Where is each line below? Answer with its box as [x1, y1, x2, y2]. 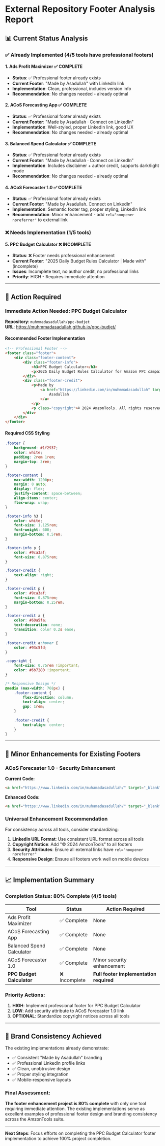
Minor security [93, 956, 127, 963]
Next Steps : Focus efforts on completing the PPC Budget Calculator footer [5, 1130, 156, 1136]
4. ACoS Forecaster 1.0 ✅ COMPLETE [5, 184, 82, 190]
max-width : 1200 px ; [14, 477, 54, 482]
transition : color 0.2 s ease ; [14, 627, 76, 632]
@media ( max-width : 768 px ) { [5, 686, 65, 690]
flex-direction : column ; [23, 695, 74, 700]
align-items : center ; [14, 496, 58, 501]
